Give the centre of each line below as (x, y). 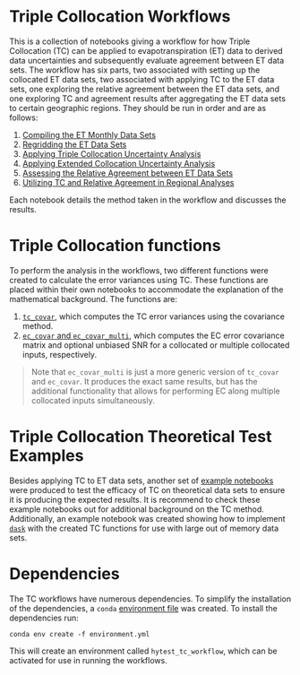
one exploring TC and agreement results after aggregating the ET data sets (148, 98)
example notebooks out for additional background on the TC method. (137, 509)
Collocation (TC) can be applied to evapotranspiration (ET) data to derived (146, 50)
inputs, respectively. (59, 354)
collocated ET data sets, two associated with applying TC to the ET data (142, 79)
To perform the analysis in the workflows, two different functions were (139, 270)
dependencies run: (44, 618)
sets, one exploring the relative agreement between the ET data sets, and (145, 89)
